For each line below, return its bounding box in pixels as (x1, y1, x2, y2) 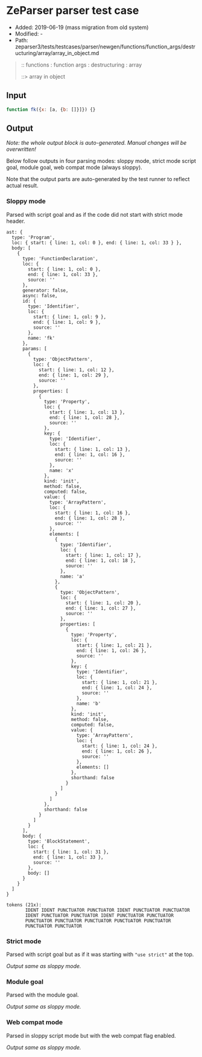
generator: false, (22, 287, 69, 294)
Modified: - (14, 30, 43, 37)
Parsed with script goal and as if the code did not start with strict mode (6, 211, 183, 218)
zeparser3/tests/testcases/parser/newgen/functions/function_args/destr (14, 43, 196, 50)
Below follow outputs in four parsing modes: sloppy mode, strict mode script (6, 157, 197, 165)
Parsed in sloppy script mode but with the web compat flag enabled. (6, 1032, 176, 1039)
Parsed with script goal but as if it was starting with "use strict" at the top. (6, 951, 194, 958)
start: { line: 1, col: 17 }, (65, 552, 142, 558)
